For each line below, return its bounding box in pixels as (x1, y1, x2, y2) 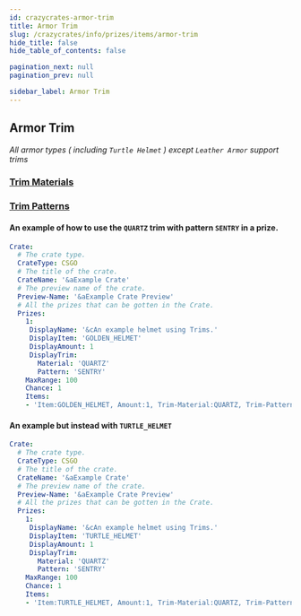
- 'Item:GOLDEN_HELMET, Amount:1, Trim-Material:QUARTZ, (25, 401, 243, 410)
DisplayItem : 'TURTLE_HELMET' (29, 531, 142, 541)
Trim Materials (9, 176, 74, 188)
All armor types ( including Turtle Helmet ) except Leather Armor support (9, 144, 279, 155)
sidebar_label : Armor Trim (9, 87, 110, 96)
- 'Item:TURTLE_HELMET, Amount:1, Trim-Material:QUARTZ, (25, 598, 243, 607)
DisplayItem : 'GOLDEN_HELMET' (29, 334, 142, 343)
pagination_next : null (9, 63, 94, 72)
